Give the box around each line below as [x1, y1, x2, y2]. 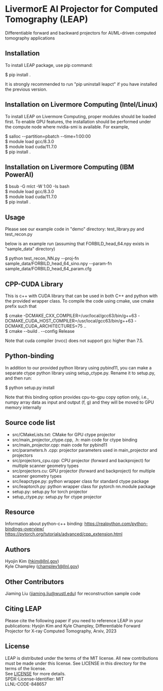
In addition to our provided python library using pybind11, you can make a [5, 365, 152, 370]
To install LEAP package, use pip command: [5, 62, 93, 68]
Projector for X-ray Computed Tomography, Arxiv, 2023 [5, 628, 117, 634]
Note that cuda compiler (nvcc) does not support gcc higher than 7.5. [5, 338, 144, 344]
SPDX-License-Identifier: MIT [5, 676, 64, 682]
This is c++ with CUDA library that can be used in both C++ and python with [5, 293, 158, 299]
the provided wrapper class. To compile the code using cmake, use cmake [5, 298, 154, 304]
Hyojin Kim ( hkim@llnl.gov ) [5, 558, 59, 564]
